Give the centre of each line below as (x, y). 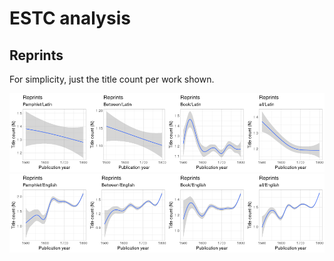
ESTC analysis (70, 18)
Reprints (36, 55)
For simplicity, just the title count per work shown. (112, 79)
